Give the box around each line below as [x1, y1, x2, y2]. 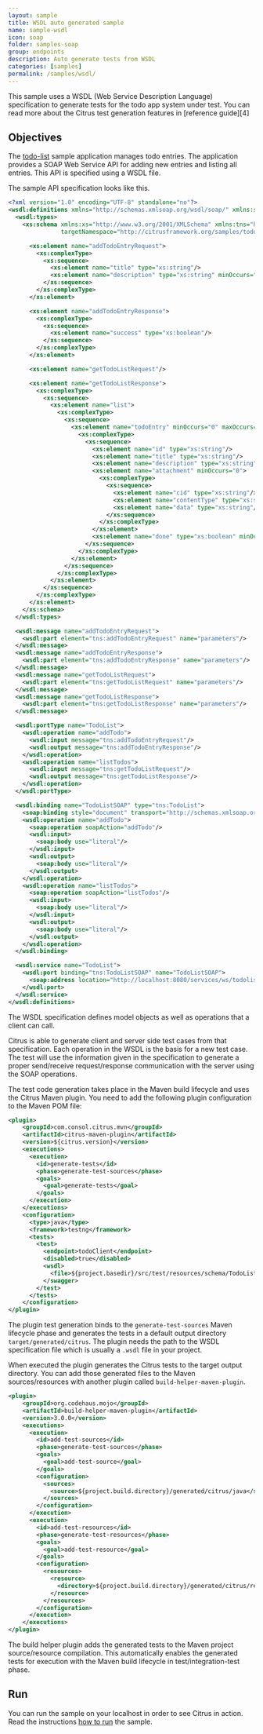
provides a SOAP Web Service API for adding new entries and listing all [8, 160, 237, 170]
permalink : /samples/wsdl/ [8, 70, 96, 78]
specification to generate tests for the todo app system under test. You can [8, 100, 250, 109]
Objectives [8, 131, 63, 144]
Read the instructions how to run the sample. [8, 1717, 153, 1726]
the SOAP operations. [8, 1069, 78, 1079]
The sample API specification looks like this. [8, 184, 150, 193]
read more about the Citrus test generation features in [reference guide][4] [8, 108, 250, 118]
